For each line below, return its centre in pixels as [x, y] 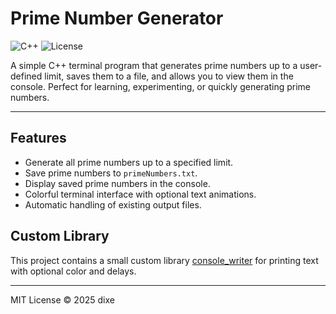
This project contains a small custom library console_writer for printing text [164, 260]
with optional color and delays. [73, 271]
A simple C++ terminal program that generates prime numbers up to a [154, 65]
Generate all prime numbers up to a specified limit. [129, 162]
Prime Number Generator [117, 18]
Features [38, 138]
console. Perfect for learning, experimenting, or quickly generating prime [161, 86]
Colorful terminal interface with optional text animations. [140, 194]
